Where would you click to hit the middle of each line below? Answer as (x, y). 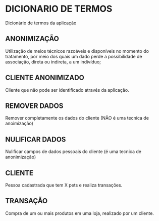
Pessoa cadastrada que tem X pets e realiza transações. (64, 185)
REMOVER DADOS (34, 106)
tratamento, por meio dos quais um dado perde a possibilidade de (74, 56)
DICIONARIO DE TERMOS (59, 9)
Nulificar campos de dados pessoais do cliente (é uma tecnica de (73, 152)
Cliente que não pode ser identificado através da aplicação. (67, 90)
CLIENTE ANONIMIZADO (45, 78)
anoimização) (19, 123)
